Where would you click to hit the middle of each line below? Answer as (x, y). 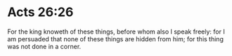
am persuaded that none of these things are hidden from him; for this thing (115, 38)
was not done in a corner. (44, 46)
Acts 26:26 (40, 12)
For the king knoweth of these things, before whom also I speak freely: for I (116, 31)
